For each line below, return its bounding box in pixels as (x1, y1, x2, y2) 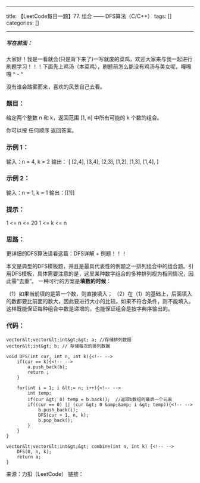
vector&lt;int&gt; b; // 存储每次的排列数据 (6, 343, 110, 349)
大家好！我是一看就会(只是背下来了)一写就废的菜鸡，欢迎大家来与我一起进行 (6, 55, 193, 63)
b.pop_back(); (37, 417, 73, 423)
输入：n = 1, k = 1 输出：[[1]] (6, 189, 75, 196)
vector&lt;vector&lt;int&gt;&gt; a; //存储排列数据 (6, 337, 132, 343)
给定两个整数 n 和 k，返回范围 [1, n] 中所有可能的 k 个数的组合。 (6, 114, 162, 121)
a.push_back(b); (27, 364, 68, 370)
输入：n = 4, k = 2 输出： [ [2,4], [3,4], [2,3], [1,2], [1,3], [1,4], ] (6, 158, 159, 165)
